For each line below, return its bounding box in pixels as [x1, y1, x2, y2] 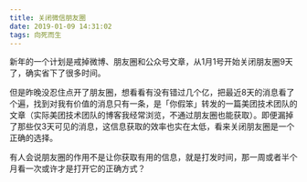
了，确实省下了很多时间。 [9, 67, 106, 78]
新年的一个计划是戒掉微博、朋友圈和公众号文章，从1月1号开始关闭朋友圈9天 [9, 56, 294, 67]
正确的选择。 [9, 133, 58, 144]
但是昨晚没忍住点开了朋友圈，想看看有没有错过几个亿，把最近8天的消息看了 [9, 87, 295, 98]
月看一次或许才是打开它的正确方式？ [9, 163, 146, 174]
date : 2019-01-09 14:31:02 [9, 22, 112, 31]
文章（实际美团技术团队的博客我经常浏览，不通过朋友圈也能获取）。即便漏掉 [9, 110, 294, 121]
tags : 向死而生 [9, 30, 62, 39]
